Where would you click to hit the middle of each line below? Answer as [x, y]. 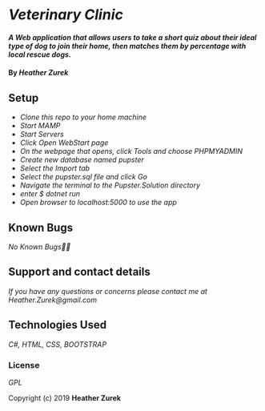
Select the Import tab [55, 168]
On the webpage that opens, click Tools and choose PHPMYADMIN [131, 151]
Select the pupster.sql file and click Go [84, 177]
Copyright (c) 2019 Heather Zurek [65, 397]
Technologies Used [57, 325]
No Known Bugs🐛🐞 [40, 247]
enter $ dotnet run [50, 194]
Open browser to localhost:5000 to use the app [98, 203]
